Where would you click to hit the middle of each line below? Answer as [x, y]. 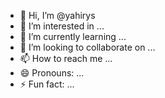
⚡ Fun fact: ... [47, 84]
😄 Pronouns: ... [52, 73]
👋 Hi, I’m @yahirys [57, 15]
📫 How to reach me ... [66, 58]
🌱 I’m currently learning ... [73, 36]
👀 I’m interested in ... [62, 26]
